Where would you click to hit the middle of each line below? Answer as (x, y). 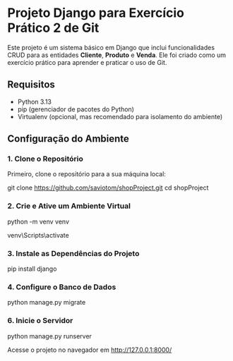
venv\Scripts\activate (38, 235)
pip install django (32, 269)
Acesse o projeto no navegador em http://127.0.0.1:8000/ (90, 350)
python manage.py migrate (47, 302)
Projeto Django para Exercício (96, 13)
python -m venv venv (38, 221)
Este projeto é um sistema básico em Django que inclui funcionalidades (111, 47)
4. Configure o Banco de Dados (62, 287)
